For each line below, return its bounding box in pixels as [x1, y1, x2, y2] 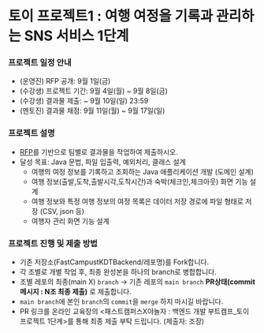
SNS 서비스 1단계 [24, 27, 129, 45]
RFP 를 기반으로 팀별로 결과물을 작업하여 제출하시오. [19, 147, 179, 156]
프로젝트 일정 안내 [8, 57, 73, 68]
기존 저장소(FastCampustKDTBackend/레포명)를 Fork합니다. [19, 257, 210, 267]
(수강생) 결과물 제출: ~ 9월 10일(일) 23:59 [19, 96, 149, 106]
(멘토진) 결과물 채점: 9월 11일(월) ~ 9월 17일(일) [19, 106, 165, 115]
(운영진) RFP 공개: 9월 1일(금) [19, 77, 111, 86]
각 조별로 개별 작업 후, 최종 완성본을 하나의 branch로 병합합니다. [19, 268, 217, 277]
